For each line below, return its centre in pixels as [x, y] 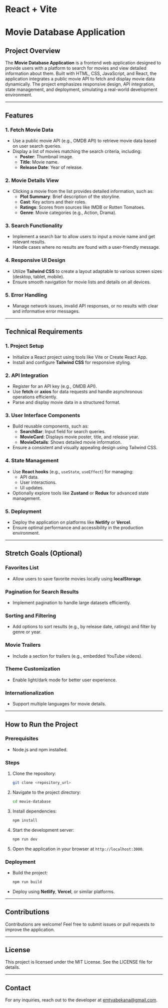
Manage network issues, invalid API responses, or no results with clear [85, 306]
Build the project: [30, 872]
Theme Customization [33, 669]
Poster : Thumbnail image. [46, 156]
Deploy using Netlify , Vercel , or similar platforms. [63, 891]
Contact [18, 988]
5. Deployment [23, 511]
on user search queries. [37, 146]
